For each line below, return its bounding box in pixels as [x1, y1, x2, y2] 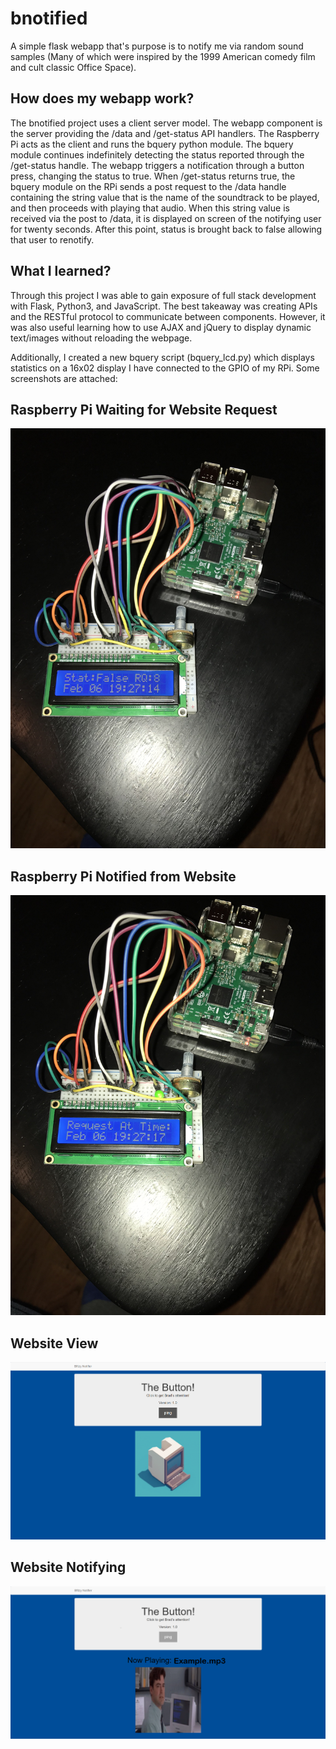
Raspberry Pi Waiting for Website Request [10, 401, 278, 418]
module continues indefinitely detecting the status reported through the [10, 148, 305, 161]
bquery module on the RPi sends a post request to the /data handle [10, 180, 287, 192]
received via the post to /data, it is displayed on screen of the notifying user [10, 212, 322, 224]
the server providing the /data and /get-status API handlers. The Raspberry [10, 127, 320, 139]
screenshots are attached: [10, 372, 118, 384]
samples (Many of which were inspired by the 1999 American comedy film [10, 50, 316, 62]
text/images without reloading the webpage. [10, 332, 193, 344]
